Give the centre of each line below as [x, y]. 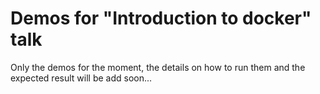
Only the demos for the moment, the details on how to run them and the [158, 67]
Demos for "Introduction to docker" [161, 18]
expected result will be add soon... [81, 78]
